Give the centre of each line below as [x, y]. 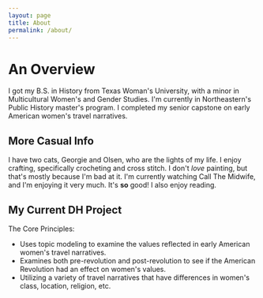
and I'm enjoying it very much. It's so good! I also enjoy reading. [113, 185]
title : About [30, 23]
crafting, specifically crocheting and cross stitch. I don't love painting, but [128, 168]
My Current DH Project [65, 210]
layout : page [30, 15]
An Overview [52, 69]
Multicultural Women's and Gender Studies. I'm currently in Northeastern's [130, 99]
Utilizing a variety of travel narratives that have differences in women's [135, 278]
